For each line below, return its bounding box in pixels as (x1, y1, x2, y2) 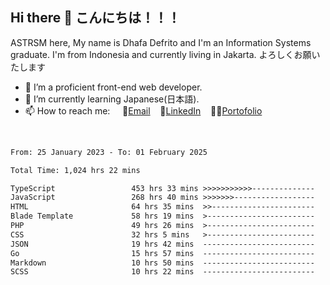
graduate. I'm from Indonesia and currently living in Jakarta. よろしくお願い (10, 48, 321, 60)
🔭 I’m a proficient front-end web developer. (24, 81, 203, 93)
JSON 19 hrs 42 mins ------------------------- (10, 239, 315, 249)
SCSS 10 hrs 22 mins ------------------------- (10, 267, 315, 277)
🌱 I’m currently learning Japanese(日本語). (24, 93, 200, 105)
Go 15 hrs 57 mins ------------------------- (10, 248, 315, 258)
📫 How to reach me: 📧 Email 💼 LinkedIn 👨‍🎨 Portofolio (24, 104, 263, 117)
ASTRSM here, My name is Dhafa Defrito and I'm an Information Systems (10, 36, 312, 48)
